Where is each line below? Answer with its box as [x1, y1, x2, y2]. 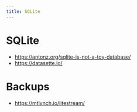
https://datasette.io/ [14, 59, 63, 66]
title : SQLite [6, 8, 41, 15]
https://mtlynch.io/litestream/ [14, 99, 85, 106]
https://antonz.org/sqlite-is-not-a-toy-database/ [14, 53, 131, 60]
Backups [6, 80, 50, 93]
